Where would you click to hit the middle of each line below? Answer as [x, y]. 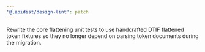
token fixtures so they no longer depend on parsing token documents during [102, 36]
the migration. [24, 42]
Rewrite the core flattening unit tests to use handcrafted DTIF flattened [95, 29]
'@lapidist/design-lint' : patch [47, 12]
